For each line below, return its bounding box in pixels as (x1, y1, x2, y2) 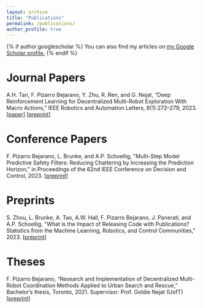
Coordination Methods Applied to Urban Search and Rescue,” (22, 282, 178, 289)
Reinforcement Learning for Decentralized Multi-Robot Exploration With (6, 98, 187, 105)
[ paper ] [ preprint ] (6, 111, 51, 118)
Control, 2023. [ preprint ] (6, 172, 69, 180)
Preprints (6, 194, 55, 207)
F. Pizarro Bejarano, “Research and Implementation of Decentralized (6, 275, 179, 282)
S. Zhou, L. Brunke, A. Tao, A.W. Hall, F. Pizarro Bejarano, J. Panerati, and (6, 214, 191, 221)
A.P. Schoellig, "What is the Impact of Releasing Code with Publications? (6, 220, 190, 228)
